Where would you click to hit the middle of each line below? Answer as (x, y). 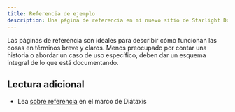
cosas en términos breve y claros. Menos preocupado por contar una (107, 48)
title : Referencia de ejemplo (51, 14)
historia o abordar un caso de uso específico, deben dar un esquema (107, 55)
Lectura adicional (46, 84)
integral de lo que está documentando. (63, 62)
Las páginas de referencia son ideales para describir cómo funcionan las (112, 40)
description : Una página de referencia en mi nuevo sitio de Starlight (114, 20)
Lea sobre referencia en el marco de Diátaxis (82, 101)
